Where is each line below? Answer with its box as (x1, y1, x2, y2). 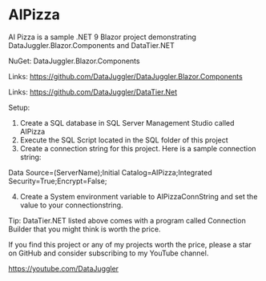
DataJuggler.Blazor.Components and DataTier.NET (8, 40, 175, 50)
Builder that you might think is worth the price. (8, 224, 161, 234)
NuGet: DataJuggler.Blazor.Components (8, 56, 140, 66)
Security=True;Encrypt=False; (8, 176, 107, 186)
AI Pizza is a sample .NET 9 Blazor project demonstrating (8, 32, 196, 42)
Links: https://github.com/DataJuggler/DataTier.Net (8, 86, 178, 97)
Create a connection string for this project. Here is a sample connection (19, 143, 256, 153)
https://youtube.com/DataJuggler (8, 263, 119, 273)
